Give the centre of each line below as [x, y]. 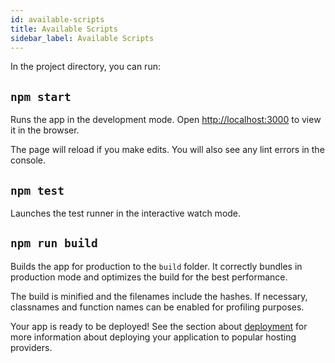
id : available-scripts [57, 19]
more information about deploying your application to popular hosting [153, 337]
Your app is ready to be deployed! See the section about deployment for [159, 326]
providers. [31, 347]
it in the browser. [45, 130]
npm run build [54, 243]
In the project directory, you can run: [85, 67]
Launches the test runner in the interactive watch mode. [126, 213]
